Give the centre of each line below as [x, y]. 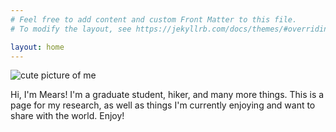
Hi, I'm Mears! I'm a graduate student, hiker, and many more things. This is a [167, 95]
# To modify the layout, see [71, 29]
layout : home [37, 47]
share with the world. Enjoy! [67, 116]
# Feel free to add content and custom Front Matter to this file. [154, 19]
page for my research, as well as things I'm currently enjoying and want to [163, 105]
